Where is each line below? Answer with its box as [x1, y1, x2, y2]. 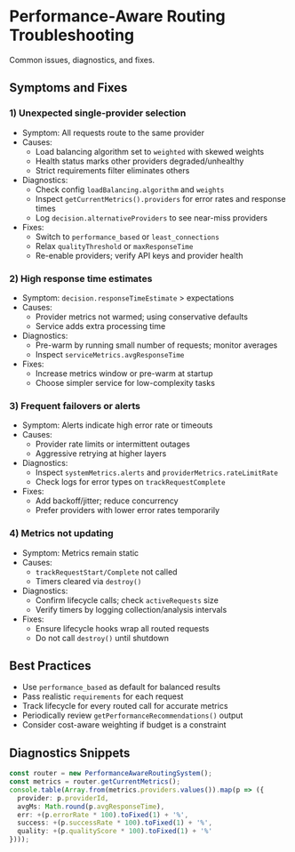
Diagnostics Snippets [9, 745, 131, 760]
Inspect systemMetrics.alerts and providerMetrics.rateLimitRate [35, 467, 278, 478]
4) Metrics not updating [9, 527, 114, 540]
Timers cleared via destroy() [35, 575, 142, 586]
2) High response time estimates [9, 272, 153, 285]
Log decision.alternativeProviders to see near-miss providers [35, 212, 268, 223]
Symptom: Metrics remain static [21, 547, 140, 558]
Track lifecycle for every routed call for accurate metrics [21, 701, 228, 711]
